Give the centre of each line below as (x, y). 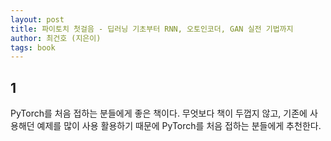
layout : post (37, 19)
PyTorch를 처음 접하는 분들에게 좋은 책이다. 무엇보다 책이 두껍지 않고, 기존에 (159, 113)
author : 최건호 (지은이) (56, 38)
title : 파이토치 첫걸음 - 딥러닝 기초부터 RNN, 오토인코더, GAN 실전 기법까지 (152, 29)
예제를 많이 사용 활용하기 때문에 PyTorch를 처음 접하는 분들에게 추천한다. (179, 126)
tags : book (33, 47)
